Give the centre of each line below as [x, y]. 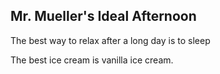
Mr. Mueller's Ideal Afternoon [103, 16]
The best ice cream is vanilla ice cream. [92, 60]
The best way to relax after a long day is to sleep [110, 40]
